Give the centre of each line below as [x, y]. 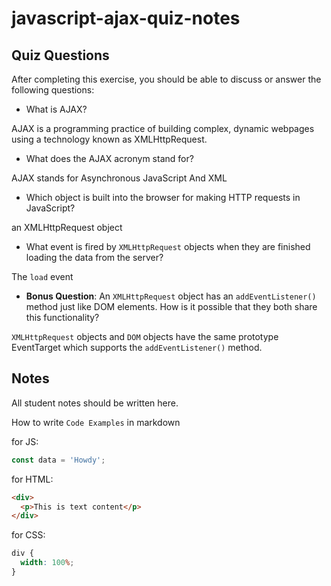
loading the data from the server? [94, 257]
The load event [42, 276]
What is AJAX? [56, 109]
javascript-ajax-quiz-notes [126, 18]
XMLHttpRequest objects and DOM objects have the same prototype [145, 336]
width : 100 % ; [47, 563]
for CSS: [28, 535]
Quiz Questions [60, 55]
